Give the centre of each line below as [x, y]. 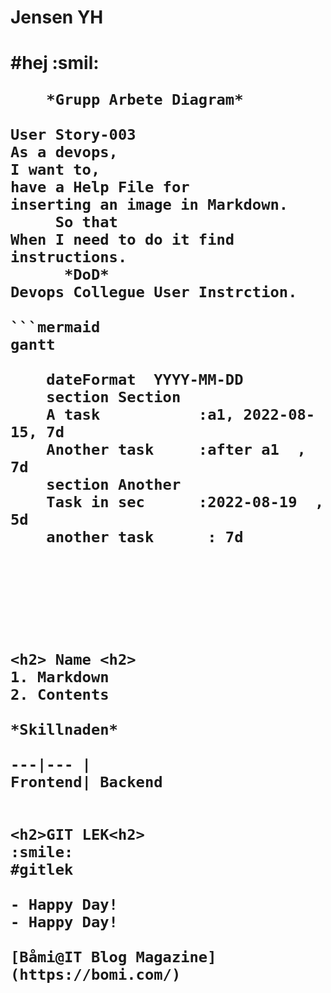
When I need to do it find [122, 240]
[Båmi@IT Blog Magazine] [113, 957]
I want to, [55, 170]
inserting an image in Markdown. [149, 205]
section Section [114, 397]
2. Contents [60, 695]
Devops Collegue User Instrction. [154, 292]
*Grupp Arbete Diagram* [145, 100]
